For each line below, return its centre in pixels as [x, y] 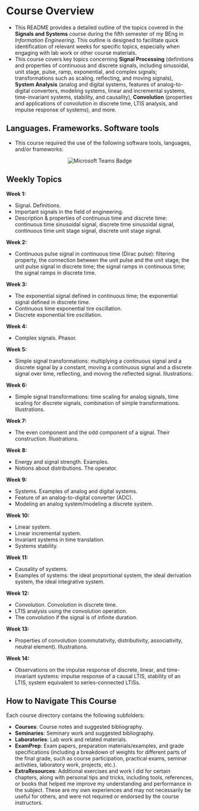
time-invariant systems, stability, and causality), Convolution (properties [104, 97]
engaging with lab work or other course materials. [76, 52]
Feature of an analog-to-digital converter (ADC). [74, 497]
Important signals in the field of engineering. [69, 211]
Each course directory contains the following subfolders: [75, 715]
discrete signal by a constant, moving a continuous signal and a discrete [103, 367]
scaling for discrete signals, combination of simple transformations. [97, 403]
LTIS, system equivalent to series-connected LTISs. [78, 682]
